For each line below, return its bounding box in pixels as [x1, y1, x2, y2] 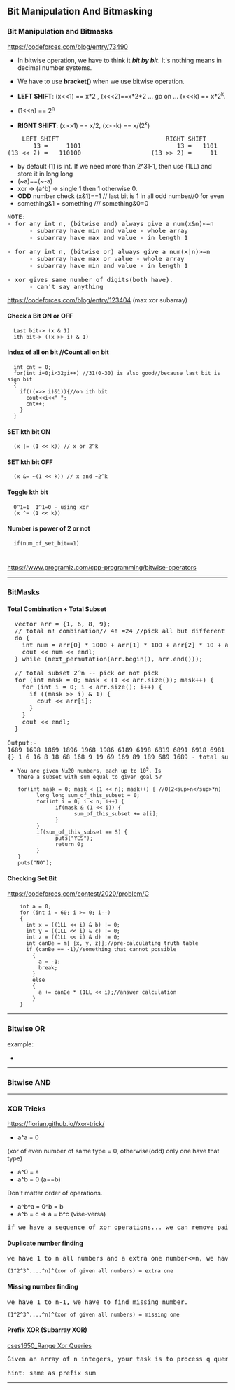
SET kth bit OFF [7, 458, 53, 466]
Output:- [7, 739, 37, 747]
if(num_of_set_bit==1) [13, 540, 80, 547]
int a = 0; [20, 903, 52, 911]
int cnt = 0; [13, 364, 52, 371]
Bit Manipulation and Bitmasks [7, 27, 113, 36]
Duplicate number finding [7, 1239, 84, 1247]
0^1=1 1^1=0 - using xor [13, 503, 90, 510]
